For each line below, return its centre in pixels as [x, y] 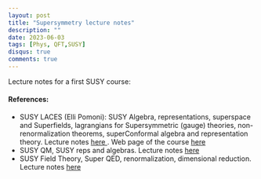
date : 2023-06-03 [36, 37]
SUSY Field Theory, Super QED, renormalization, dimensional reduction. [136, 159]
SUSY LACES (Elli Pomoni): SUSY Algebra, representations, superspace [135, 117]
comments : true [33, 60]
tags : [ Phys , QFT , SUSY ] [47, 45]
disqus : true [29, 52]
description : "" [34, 30]
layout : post [29, 15]
